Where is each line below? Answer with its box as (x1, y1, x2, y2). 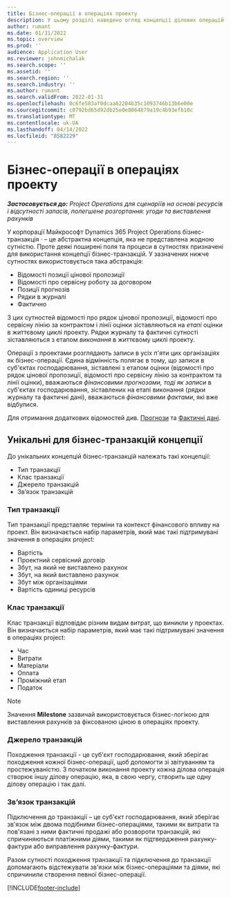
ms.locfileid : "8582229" (7, 132, 79, 139)
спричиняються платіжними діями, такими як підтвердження (7, 835, 189, 843)
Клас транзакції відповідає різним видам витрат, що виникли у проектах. (7, 618, 225, 627)
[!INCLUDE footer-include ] (7, 883, 81, 892)
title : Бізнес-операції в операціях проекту (7, 10, 138, 17)
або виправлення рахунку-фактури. (33, 842, 140, 851)
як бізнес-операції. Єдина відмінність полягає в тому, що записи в (7, 356, 205, 365)
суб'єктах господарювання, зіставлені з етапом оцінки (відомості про (7, 364, 214, 372)
